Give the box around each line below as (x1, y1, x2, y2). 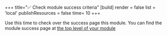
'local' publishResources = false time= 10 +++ (5, 10, 101, 16)
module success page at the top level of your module (5, 25, 116, 31)
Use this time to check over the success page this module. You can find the (5, 20, 162, 26)
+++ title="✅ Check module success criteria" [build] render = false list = (5, 5, 156, 10)
